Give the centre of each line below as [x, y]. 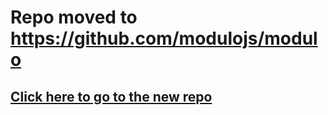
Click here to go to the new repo [111, 96]
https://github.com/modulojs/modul [164, 38]
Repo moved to [74, 17]
